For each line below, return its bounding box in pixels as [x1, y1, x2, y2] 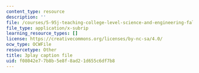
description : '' [6, 14, 46, 20]
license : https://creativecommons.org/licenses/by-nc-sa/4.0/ [6, 36, 163, 42]
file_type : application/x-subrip [6, 25, 89, 31]
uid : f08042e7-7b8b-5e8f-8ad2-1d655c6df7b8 [6, 58, 115, 64]
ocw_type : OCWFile [6, 42, 52, 48]
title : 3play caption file [6, 52, 73, 58]
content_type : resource [6, 8, 65, 15]
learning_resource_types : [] [6, 31, 78, 36]
